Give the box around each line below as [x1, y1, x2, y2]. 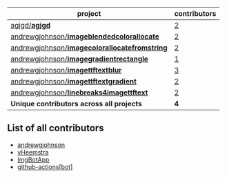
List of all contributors [7, 122, 105, 134]
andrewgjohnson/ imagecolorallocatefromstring [10, 43, 168, 52]
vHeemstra [17, 148, 49, 156]
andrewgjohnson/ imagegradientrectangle [10, 55, 148, 63]
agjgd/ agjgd [10, 21, 51, 30]
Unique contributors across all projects [10, 99, 143, 108]
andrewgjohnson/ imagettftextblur [10, 66, 122, 75]
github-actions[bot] [17, 162, 73, 171]
